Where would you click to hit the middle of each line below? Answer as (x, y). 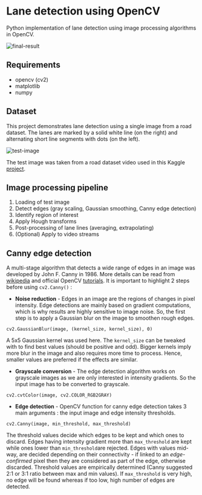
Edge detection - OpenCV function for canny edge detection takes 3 (101, 407)
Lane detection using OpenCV (83, 11)
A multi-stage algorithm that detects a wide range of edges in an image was (101, 268)
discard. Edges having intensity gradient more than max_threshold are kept (99, 442)
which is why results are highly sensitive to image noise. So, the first (100, 312)
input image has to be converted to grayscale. (72, 384)
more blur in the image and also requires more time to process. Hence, (94, 353)
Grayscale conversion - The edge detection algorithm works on (95, 371)
